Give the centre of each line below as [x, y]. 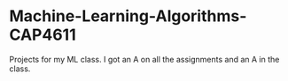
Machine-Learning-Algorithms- [128, 16]
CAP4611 [43, 35]
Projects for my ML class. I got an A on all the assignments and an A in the [144, 59]
